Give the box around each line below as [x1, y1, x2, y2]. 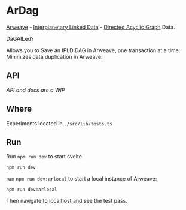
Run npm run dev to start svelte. [6, 153, 84, 160]
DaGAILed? [6, 35, 34, 42]
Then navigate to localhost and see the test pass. [6, 197, 127, 205]
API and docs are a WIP [6, 86, 65, 94]
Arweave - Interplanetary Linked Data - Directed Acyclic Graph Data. [6, 23, 175, 31]
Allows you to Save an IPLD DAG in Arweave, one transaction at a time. [6, 46, 181, 54]
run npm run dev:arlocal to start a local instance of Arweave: [6, 175, 157, 182]
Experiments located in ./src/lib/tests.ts [6, 119, 112, 127]
